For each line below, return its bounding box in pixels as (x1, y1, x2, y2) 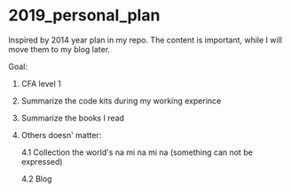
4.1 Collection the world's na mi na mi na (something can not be (20, 147, 254, 158)
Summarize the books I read (20, 112, 125, 123)
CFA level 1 (20, 78, 61, 89)
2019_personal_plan (8, 5, 161, 26)
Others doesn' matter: (20, 129, 102, 140)
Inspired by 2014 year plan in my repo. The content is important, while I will (8, 35, 283, 45)
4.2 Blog (20, 174, 52, 184)
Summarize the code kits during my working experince (20, 95, 222, 106)
